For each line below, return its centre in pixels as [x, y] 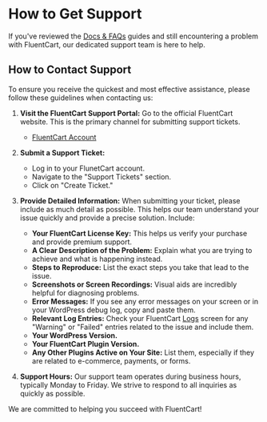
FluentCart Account [64, 137]
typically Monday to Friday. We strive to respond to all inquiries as [128, 384]
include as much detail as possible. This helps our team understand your [139, 209]
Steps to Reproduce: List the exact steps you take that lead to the [140, 267]
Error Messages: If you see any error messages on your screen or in [145, 301]
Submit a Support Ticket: [62, 152]
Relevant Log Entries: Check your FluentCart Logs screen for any [140, 318]
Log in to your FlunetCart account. [88, 168]
